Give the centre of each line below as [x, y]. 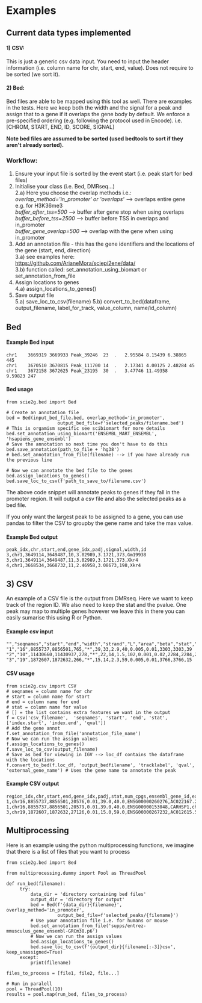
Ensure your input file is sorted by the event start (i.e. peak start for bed [103, 174]
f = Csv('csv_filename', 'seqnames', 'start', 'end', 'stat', [87, 718]
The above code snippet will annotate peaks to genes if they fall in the [93, 492]
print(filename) [50, 963]
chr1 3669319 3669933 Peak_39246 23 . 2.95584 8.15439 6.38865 [96, 355]
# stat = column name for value [47, 707]
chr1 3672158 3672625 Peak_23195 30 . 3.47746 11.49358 [87, 371]
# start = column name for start [48, 697]
